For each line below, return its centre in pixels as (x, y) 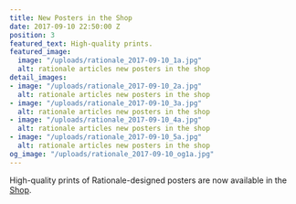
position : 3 (32, 35)
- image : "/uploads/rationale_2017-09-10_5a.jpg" (106, 137)
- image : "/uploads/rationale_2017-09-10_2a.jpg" (106, 86)
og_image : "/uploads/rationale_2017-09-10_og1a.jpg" (112, 154)
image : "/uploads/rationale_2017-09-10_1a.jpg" (110, 60)
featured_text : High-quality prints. (81, 43)
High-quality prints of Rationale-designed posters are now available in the (148, 180)
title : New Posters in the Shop (71, 18)
